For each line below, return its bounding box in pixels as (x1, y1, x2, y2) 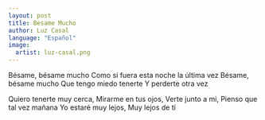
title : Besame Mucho (8, 19, 77, 27)
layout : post (8, 11, 52, 20)
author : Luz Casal (8, 26, 69, 34)
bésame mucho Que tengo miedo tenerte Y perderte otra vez (8, 79, 208, 88)
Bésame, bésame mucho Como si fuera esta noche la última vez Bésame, (8, 71, 249, 79)
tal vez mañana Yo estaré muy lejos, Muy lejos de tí (8, 103, 177, 112)
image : (8, 41, 30, 49)
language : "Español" (8, 33, 77, 42)
